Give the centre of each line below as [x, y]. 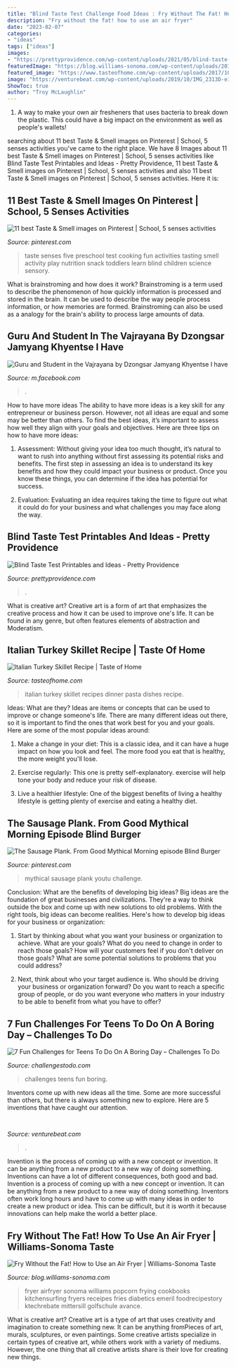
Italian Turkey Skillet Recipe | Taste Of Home [106, 650]
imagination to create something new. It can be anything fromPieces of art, [115, 1327]
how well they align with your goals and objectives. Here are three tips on [113, 427]
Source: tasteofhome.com [45, 680]
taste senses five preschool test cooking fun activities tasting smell [122, 255]
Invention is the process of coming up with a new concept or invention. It [113, 1161]
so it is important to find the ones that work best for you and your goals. [111, 723]
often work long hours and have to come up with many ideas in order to [111, 1199]
